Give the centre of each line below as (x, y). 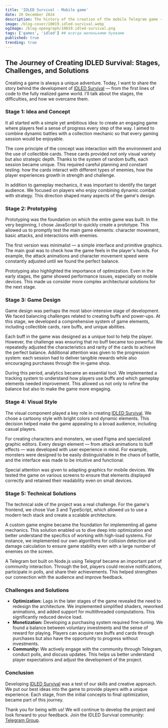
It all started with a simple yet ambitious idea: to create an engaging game (81, 123)
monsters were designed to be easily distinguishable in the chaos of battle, (83, 454)
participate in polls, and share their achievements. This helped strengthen (81, 572)
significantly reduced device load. (47, 617)
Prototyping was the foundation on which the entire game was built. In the (81, 219)
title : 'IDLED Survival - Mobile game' (47, 10)
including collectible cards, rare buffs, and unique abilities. (66, 327)
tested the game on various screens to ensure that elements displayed (78, 475)
